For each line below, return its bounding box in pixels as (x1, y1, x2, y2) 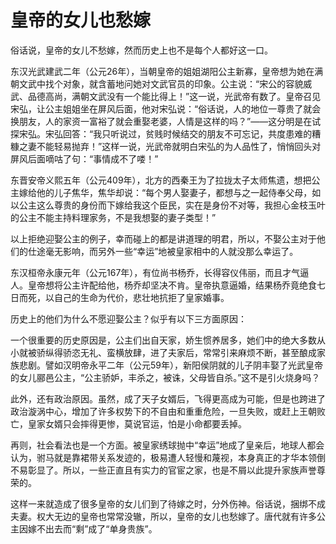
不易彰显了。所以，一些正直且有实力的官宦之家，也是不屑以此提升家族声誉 (10, 464, 317, 476)
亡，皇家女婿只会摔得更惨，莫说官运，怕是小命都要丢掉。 (10, 417, 247, 430)
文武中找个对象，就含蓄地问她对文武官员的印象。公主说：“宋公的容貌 (18, 77, 304, 90)
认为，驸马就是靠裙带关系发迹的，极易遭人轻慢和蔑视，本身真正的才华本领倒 (10, 451, 326, 463)
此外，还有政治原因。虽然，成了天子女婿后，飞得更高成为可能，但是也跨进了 (10, 392, 326, 405)
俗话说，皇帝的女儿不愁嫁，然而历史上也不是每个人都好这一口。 (10, 44, 273, 56)
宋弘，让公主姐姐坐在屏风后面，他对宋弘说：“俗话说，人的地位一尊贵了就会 (10, 102, 322, 115)
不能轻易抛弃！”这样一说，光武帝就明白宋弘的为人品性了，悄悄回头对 (36, 140, 322, 152)
